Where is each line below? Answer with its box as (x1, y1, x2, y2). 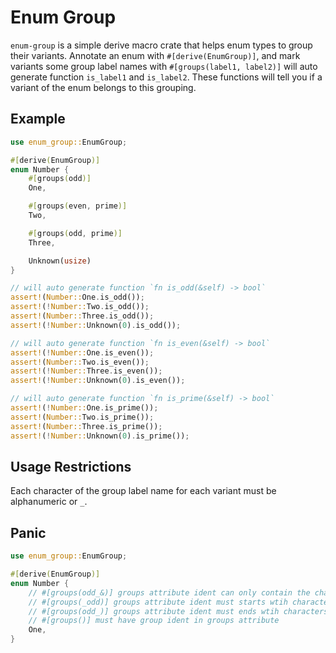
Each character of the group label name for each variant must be (10, 485, 277, 497)
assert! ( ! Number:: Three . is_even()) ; (10, 366, 163, 376)
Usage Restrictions (10, 458, 132, 475)
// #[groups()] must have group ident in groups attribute (28, 616, 280, 626)
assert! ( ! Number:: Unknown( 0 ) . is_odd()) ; (10, 320, 182, 330)
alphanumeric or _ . (10, 496, 88, 508)
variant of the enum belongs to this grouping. (10, 81, 197, 93)
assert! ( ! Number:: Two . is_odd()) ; (10, 302, 150, 312)
